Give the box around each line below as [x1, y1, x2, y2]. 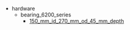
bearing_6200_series [20, 11, 72, 18]
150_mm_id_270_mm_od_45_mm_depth [29, 18, 125, 24]
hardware [11, 5, 35, 12]
